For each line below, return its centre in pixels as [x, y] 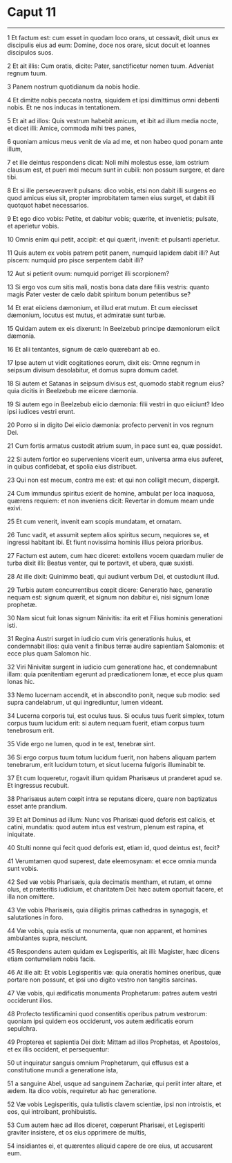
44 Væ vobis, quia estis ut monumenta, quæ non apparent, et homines [107, 930]
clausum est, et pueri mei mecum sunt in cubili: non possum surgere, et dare [116, 170]
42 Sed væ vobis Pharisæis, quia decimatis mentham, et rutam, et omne [109, 882]
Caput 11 [32, 12]
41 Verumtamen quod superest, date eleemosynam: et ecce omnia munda [112, 861]
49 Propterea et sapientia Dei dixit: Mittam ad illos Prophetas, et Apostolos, [114, 1042]
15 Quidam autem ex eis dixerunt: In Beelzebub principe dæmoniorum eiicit [114, 328]
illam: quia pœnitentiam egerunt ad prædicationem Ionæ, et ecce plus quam [115, 674]
